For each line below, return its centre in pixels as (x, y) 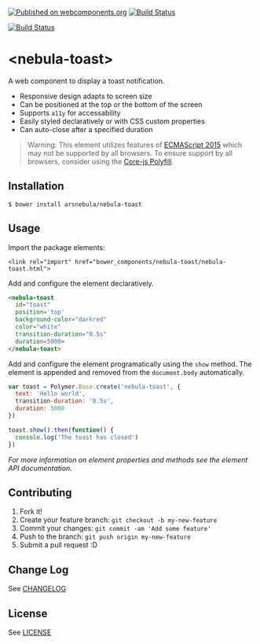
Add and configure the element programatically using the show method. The (130, 364)
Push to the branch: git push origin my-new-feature (105, 537)
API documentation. (40, 468)
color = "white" (38, 327)
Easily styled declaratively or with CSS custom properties (112, 121)
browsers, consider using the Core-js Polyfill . (101, 161)
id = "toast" (33, 305)
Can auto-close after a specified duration (86, 129)
